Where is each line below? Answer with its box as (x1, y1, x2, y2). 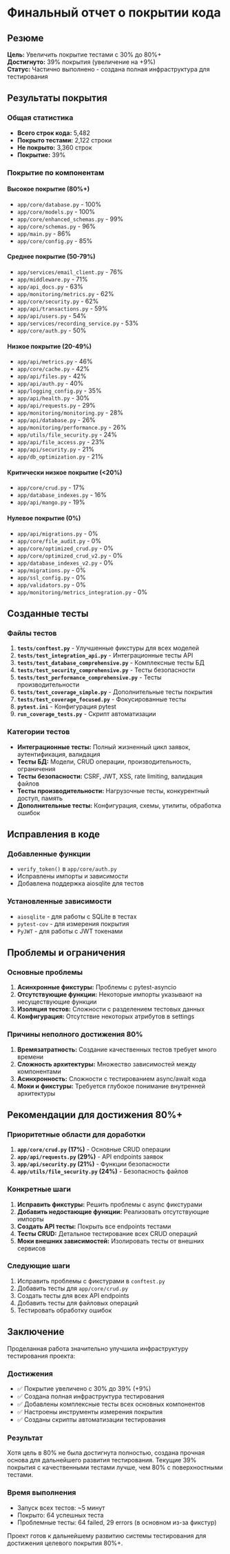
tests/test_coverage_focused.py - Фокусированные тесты (17, 695, 187, 704)
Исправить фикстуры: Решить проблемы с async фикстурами (17, 1200, 202, 1208)
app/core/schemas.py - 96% (17, 222, 96, 230)
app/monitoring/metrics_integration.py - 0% (17, 587, 148, 596)
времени (17, 1052, 43, 1061)
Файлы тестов (7, 628, 57, 638)
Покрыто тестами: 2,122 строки (17, 136, 112, 144)
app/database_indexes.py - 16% (17, 491, 107, 499)
